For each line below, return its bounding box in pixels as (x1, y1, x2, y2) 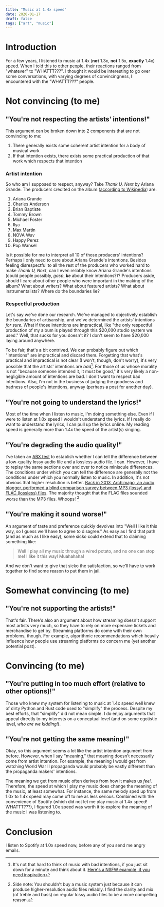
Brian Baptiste (12, 206, 41, 212)
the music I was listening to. (5, 809, 61, 815)
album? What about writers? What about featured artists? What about (5, 283, 145, 289)
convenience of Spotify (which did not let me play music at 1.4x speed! (5, 799, 147, 805)
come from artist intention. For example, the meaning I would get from (5, 758, 146, 764)
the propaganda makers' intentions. (5, 769, 77, 774)
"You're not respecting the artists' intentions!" (5, 115, 150, 123)
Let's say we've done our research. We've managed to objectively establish (5, 312, 157, 317)
